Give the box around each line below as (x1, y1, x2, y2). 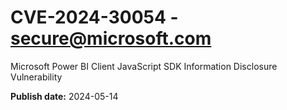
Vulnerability (10, 71, 63, 83)
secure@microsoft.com (10, 27, 212, 50)
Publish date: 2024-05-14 (10, 90, 119, 102)
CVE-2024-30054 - (10, 6, 179, 29)
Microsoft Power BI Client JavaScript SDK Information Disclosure (10, 60, 278, 72)
